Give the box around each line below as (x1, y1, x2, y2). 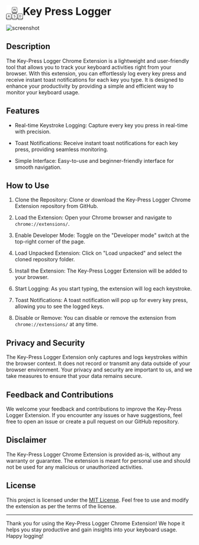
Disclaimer (6, 435, 47, 445)
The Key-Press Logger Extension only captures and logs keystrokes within (6, 354, 188, 361)
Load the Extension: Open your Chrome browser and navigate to (14, 214, 172, 221)
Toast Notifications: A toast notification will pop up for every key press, (14, 297, 188, 304)
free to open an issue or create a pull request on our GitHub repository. (6, 418, 179, 425)
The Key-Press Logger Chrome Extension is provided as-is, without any (6, 451, 181, 458)
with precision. (14, 128, 52, 135)
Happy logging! (6, 532, 44, 539)
